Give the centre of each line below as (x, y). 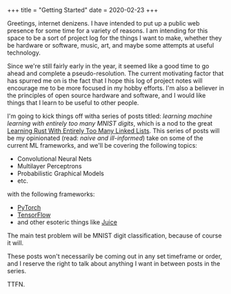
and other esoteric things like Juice (67, 222)
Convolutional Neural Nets (54, 159)
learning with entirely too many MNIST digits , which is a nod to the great (110, 123)
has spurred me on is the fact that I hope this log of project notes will (105, 81)
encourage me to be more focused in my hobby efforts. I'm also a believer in (116, 88)
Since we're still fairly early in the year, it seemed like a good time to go (108, 66)
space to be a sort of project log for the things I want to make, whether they (114, 38)
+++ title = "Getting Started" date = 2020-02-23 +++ (83, 10)
